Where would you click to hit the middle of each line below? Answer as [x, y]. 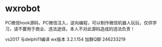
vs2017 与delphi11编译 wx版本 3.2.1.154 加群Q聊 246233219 [65, 39]
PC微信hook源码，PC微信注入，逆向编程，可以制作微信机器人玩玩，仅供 [79, 23]
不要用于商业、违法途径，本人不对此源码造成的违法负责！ [76, 29]
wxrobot [23, 9]
